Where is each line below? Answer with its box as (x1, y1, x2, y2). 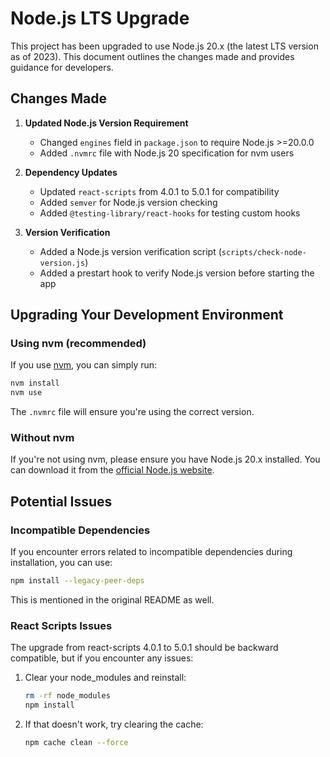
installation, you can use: (10, 557, 113, 569)
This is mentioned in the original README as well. (10, 594, 215, 606)
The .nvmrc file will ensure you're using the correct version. (10, 406, 255, 418)
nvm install (10, 378, 60, 389)
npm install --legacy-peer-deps (10, 576, 145, 586)
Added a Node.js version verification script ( (39, 245, 222, 257)
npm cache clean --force (24, 738, 129, 748)
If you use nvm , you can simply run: (10, 359, 158, 371)
